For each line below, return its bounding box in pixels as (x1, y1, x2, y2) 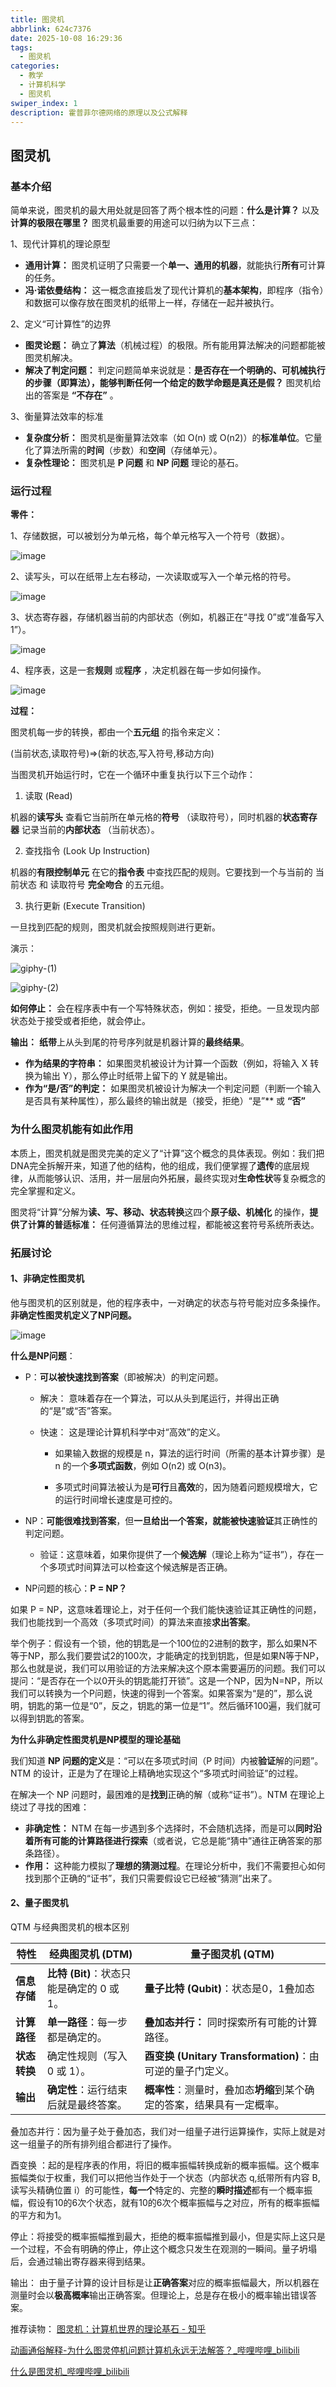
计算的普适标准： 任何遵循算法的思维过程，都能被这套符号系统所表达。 (27, 1218, 320, 1230)
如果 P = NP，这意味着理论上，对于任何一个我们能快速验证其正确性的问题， (10, 1603, 322, 1615)
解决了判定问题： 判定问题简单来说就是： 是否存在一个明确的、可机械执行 (24, 364, 326, 376)
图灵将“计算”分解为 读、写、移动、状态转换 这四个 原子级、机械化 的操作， (10, 1206, 310, 1218)
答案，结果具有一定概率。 (164, 2097, 285, 2111)
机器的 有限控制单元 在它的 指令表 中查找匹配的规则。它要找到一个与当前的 (10, 866, 313, 878)
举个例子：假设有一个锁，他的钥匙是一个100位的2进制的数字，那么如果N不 (10, 1637, 318, 1649)
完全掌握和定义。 (10, 1184, 81, 1196)
